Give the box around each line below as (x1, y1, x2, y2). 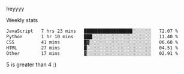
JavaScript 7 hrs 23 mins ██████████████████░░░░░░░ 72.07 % (6, 28, 179, 34)
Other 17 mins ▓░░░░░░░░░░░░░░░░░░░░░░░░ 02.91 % (6, 50, 179, 56)
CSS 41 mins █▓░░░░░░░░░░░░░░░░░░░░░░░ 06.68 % (6, 39, 179, 45)
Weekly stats (6, 17, 38, 23)
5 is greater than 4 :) (6, 61, 57, 68)
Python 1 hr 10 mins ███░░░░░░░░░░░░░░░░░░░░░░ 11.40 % (6, 33, 179, 39)
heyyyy (6, 5, 25, 12)
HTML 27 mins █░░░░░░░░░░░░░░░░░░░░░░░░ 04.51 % (6, 45, 179, 51)
